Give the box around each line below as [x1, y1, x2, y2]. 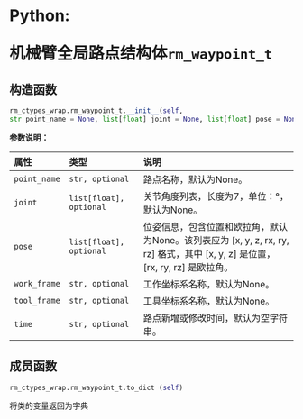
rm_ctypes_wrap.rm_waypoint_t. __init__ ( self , [9, 106, 183, 115]
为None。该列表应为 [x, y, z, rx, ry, [142, 233, 289, 246]
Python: [9, 5, 70, 26]
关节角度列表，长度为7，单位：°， [142, 190, 289, 203]
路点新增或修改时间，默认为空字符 [142, 312, 289, 324]
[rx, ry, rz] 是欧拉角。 [142, 260, 234, 273]
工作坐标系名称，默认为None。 [142, 278, 275, 290]
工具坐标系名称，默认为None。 [142, 295, 275, 307]
